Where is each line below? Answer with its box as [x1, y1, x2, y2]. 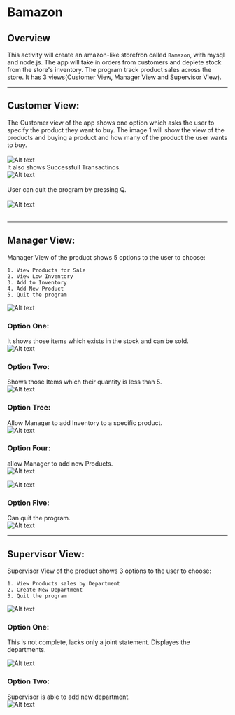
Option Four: [7, 443, 51, 453]
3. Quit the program [7, 592, 68, 599]
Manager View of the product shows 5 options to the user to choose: [7, 253, 206, 261]
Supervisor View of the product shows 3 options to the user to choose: [7, 567, 212, 575]
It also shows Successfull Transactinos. [7, 162, 121, 172]
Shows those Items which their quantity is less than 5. [7, 377, 162, 386]
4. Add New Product [7, 285, 64, 292]
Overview [7, 32, 51, 44]
